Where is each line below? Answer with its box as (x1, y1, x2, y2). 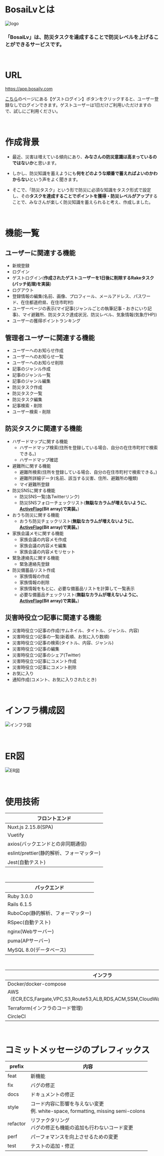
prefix (9, 1063, 24, 1070)
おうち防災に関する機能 (12, 512, 60, 518)
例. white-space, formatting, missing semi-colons (30, 1108, 145, 1115)
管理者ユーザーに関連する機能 (5, 333, 95, 342)
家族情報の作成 (19, 573, 50, 579)
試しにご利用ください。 (13, 108, 61, 114)
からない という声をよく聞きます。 (12, 176, 81, 182)
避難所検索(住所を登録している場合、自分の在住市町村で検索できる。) (19, 469, 158, 475)
